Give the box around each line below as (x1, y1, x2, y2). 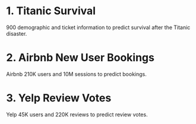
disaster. (6, 30, 27, 37)
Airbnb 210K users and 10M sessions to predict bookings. (6, 70, 147, 78)
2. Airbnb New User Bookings (6, 51, 154, 65)
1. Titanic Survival (6, 4, 96, 18)
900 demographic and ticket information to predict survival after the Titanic (6, 24, 191, 31)
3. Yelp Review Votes (6, 91, 112, 105)
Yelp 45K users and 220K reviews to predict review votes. (6, 111, 148, 118)
